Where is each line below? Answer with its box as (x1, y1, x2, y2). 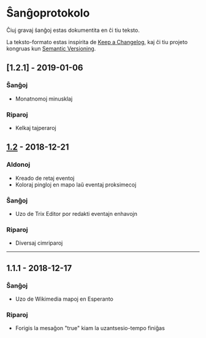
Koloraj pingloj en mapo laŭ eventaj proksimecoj (15, 181, 137, 188)
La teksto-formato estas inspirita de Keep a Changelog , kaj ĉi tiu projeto (6, 38, 188, 45)
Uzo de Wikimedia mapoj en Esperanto (15, 295, 113, 302)
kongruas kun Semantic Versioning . (6, 45, 96, 52)
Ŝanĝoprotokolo (6, 6, 90, 20)
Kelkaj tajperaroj (15, 124, 56, 131)
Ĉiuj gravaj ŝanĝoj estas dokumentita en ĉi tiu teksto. (6, 26, 140, 34)
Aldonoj (6, 160, 31, 169)
